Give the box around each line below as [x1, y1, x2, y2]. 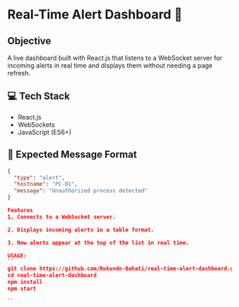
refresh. [7, 69, 31, 77]
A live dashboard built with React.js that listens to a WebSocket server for [7, 53, 223, 62]
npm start [7, 285, 37, 292]
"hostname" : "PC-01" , [14, 181, 78, 188]
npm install [7, 279, 43, 286]
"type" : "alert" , [14, 174, 65, 181]
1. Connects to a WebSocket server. [7, 213, 116, 220]
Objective [7, 35, 52, 47]
